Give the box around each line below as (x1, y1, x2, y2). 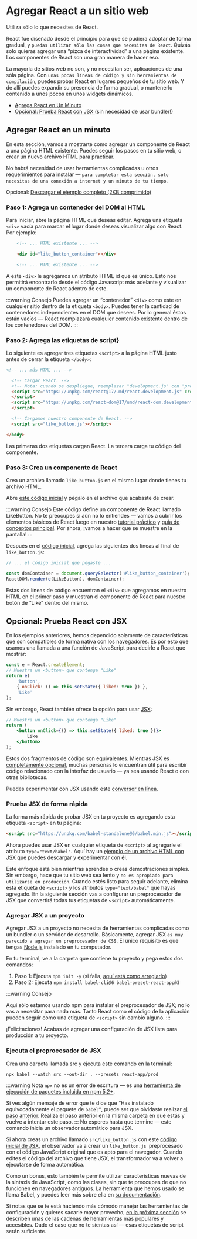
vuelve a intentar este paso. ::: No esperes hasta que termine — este (6, 1118, 172, 1125)
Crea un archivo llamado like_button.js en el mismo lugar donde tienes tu (6, 477, 186, 484)
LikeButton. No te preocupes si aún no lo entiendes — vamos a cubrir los (6, 512, 182, 519)
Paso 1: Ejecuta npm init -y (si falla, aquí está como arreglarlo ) (14, 973, 167, 980)
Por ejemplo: (6, 229, 37, 236)
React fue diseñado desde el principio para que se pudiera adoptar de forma (6, 35, 191, 42)
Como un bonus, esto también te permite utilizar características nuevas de (6, 1172, 186, 1179)
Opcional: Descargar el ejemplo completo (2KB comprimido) (6, 188, 151, 196)
